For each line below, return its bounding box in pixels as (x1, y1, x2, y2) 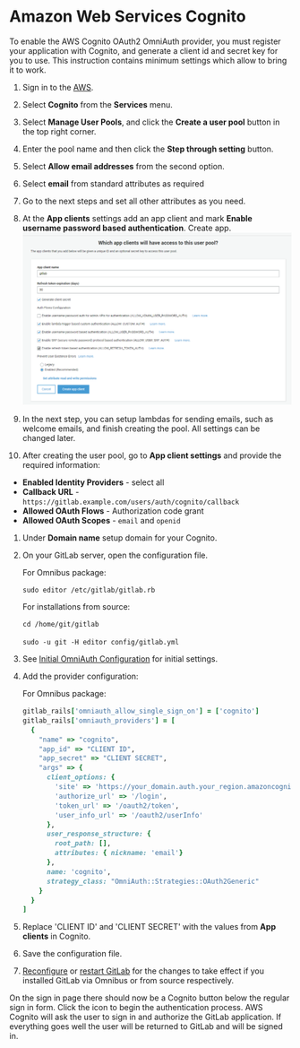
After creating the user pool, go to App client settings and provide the (21, 450, 282, 461)
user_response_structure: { (46, 829, 151, 839)
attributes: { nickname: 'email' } (55, 849, 184, 858)
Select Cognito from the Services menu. (21, 99, 173, 109)
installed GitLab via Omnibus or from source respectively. (21, 975, 235, 986)
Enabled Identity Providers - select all (21, 477, 165, 488)
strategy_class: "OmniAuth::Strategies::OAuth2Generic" (46, 877, 260, 886)
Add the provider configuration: (21, 671, 139, 682)
